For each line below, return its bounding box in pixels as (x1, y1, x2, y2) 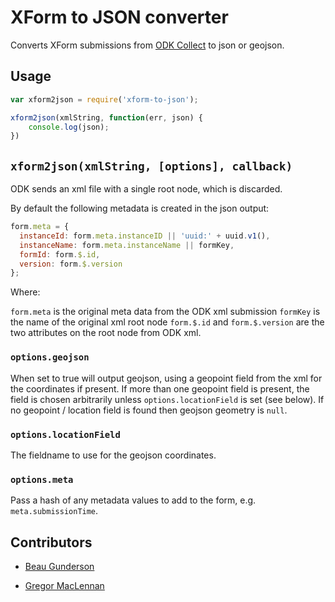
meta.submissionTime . (10, 505, 99, 517)
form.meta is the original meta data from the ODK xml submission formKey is (10, 306, 321, 318)
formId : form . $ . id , (19, 249, 101, 260)
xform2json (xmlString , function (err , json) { (10, 112, 203, 123)
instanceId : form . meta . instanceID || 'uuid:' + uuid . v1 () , (19, 231, 271, 241)
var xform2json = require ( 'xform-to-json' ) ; (10, 94, 199, 105)
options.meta (10, 474, 74, 485)
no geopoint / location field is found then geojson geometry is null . (10, 404, 288, 416)
